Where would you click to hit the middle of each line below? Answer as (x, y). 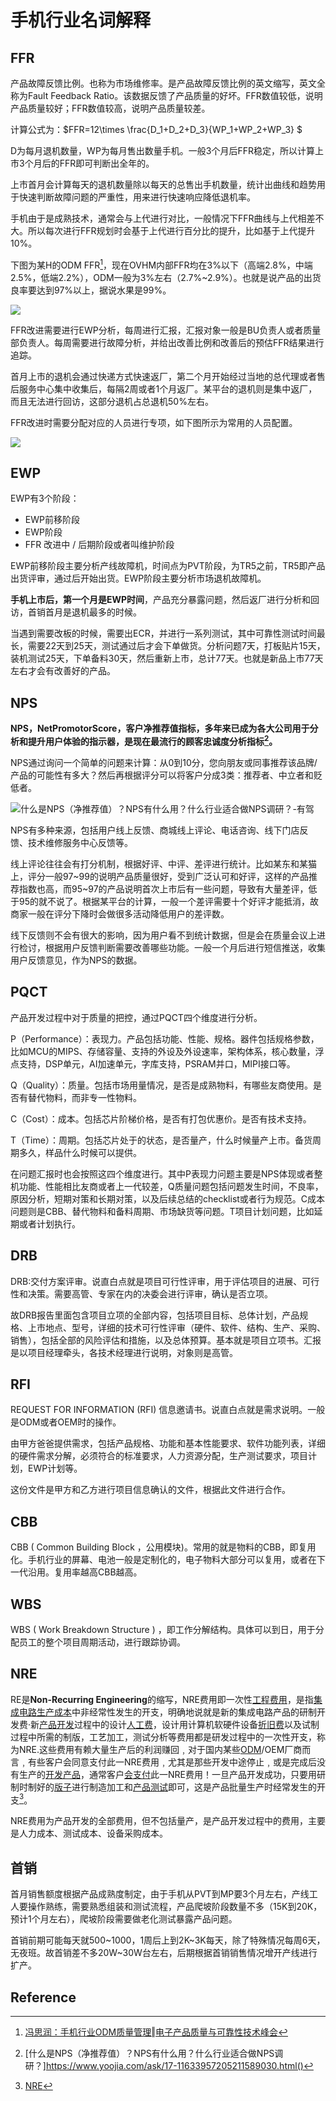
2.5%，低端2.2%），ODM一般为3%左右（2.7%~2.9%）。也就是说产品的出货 (166, 277)
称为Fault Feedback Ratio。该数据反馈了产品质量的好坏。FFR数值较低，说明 (166, 95)
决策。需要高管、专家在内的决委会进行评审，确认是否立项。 (150, 1293)
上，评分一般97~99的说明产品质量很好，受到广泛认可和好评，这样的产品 (159, 876)
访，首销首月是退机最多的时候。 (76, 612)
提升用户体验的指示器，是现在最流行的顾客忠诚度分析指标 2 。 (152, 740)
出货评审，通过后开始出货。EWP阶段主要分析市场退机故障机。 (138, 578)
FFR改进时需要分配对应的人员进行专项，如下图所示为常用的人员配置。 (154, 422)
